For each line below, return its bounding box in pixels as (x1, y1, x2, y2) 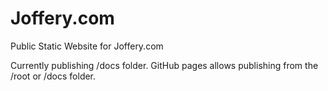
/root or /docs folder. (10, 70, 97, 82)
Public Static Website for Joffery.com (10, 40, 164, 52)
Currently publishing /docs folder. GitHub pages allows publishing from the (10, 59, 319, 71)
